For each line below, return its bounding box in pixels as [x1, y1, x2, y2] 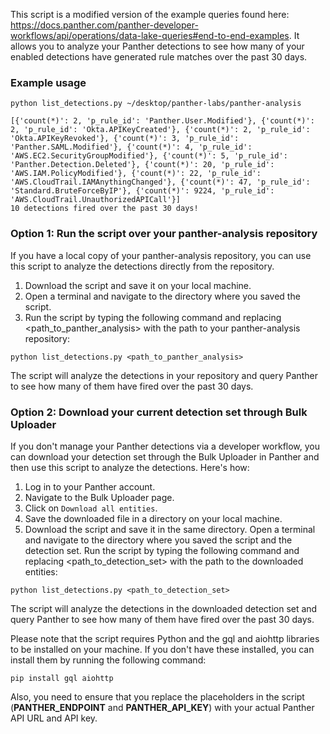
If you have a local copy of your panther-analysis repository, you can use [10, 249, 312, 261]
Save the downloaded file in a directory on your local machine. [24, 512, 283, 524]
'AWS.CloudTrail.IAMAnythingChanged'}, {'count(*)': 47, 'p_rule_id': [10, 177, 311, 188]
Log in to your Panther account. [24, 480, 156, 493]
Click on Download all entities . [24, 502, 158, 514]
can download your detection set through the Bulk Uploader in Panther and [10, 450, 320, 463]
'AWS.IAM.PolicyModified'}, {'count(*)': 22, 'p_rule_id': [10, 169, 262, 179]
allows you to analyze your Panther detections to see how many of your [10, 40, 305, 52]
